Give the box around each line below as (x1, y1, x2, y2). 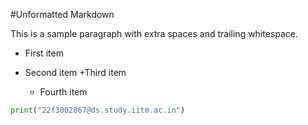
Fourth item (39, 86, 88, 98)
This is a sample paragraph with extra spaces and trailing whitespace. (10, 28, 299, 39)
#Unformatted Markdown (10, 9, 115, 20)
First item (24, 47, 64, 59)
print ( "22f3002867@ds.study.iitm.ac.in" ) (10, 105, 186, 115)
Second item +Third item (24, 67, 127, 78)
